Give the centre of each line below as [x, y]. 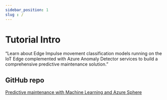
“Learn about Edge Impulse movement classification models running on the [83, 54]
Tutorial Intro [33, 40]
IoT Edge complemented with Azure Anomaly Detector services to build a [81, 59]
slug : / [14, 15]
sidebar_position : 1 [27, 10]
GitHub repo [25, 80]
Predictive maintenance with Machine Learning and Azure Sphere [74, 92]
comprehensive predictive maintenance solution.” [57, 64]
